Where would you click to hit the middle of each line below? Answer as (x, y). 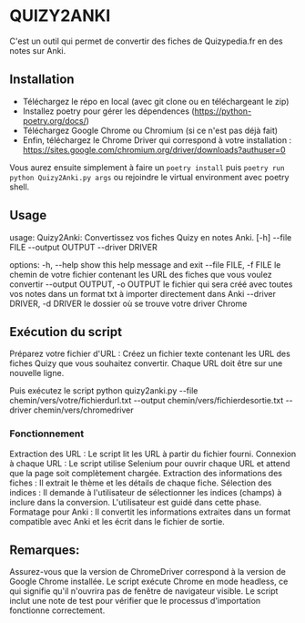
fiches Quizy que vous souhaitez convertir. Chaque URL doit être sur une (146, 363)
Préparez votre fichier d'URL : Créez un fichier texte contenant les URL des (150, 354)
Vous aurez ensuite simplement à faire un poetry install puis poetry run (147, 167)
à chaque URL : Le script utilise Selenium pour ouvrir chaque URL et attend (150, 463)
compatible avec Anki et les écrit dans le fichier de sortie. (117, 521)
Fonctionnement (47, 434)
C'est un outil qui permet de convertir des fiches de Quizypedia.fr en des (147, 41)
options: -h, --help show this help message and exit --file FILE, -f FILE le (145, 264)
